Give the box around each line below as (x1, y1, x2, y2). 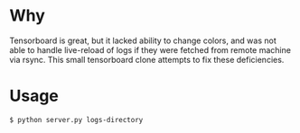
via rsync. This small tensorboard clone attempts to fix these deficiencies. (9, 54, 285, 65)
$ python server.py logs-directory (9, 115, 144, 124)
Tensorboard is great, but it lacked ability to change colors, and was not (9, 35, 277, 46)
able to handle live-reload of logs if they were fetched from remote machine (9, 44, 292, 55)
